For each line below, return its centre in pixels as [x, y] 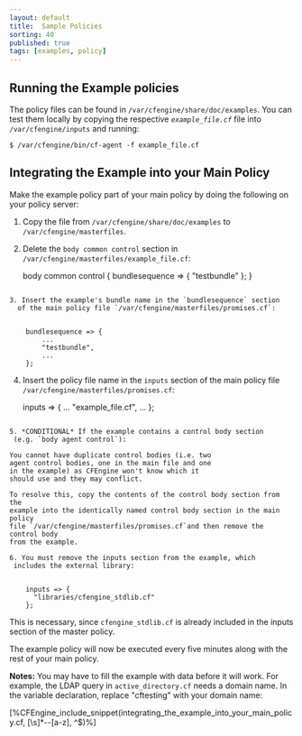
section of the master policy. [62, 631]
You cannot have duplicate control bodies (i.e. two [110, 455]
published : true [40, 43]
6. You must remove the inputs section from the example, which [133, 557]
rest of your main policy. [54, 658]
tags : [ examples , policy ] [58, 51]
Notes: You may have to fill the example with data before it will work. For [144, 676]
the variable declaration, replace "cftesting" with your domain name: [136, 695]
